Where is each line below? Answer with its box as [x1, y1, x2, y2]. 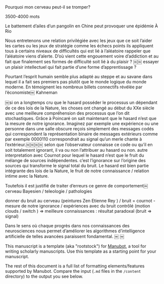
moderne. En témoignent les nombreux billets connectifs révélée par [5, 84, 143, 90]
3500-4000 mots [5, 14, 40, 19]
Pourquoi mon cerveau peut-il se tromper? [5, 4, 91, 10]
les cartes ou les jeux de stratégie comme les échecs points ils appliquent [5, 43, 154, 48]
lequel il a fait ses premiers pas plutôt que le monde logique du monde [5, 79, 146, 84]
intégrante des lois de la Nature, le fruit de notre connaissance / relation [5, 168, 150, 174]
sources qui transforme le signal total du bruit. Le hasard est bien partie [5, 163, 149, 168]
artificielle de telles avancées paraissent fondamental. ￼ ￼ [5, 234, 124, 239]
